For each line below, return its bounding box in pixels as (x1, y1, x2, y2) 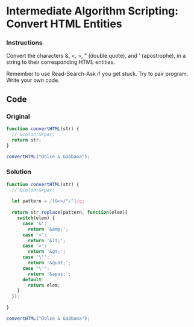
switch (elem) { (17, 215, 55, 221)
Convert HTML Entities (6, 17, 122, 31)
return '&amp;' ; (28, 226, 69, 232)
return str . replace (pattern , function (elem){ (11, 210, 128, 216)
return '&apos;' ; (28, 271, 71, 277)
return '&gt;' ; (28, 249, 66, 255)
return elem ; (28, 282, 61, 288)
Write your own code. (6, 76, 60, 84)
